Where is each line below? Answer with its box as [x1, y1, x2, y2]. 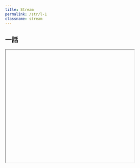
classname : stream [5, 16, 43, 21]
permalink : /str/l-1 [5, 12, 47, 17]
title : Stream [5, 7, 34, 12]
